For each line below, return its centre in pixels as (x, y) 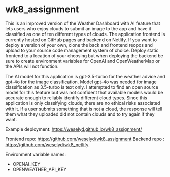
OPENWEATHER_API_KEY (40, 169)
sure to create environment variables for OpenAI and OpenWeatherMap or (83, 61)
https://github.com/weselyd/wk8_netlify (47, 144)
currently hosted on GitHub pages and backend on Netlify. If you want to (81, 40)
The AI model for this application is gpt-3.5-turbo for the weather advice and (85, 76)
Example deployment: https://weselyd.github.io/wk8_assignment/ (74, 129)
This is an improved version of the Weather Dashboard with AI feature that (83, 23)
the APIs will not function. (32, 66)
